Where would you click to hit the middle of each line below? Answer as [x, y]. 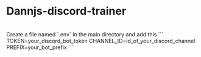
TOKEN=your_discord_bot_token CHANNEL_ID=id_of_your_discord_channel [101, 41]
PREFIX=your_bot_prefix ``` [40, 47]
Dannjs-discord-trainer [66, 11]
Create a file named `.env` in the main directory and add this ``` [85, 34]
